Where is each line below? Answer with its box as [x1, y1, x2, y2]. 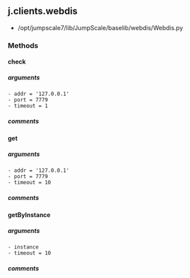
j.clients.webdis [8, 5, 78, 17]
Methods [8, 40, 38, 50]
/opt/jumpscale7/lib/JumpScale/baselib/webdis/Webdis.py [17, 23, 184, 31]
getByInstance [8, 211, 51, 219]
